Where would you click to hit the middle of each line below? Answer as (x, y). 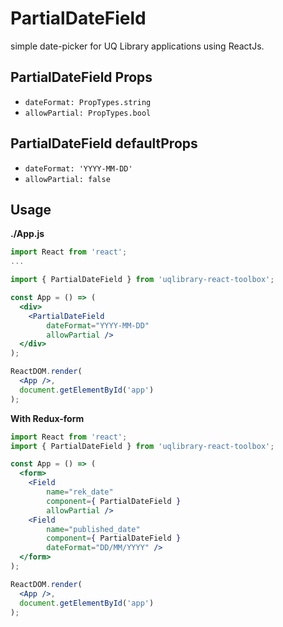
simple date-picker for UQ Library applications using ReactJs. (137, 46)
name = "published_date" (93, 529)
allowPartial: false (67, 179)
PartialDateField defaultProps (104, 143)
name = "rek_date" (80, 492)
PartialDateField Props (81, 77)
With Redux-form (47, 418)
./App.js (27, 234)
